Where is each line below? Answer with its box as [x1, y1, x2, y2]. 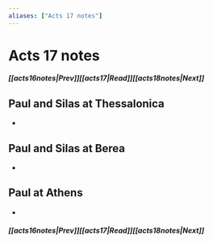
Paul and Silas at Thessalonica [8, 97, 165, 110]
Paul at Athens [8, 186, 83, 200]
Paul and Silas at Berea [8, 142, 126, 155]
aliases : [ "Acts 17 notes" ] [8, 11, 103, 20]
